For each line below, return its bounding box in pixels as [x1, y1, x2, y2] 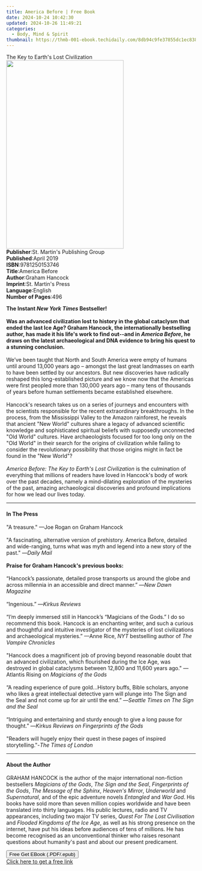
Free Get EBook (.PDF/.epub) [9, 851, 76, 858]
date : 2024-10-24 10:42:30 [6, 14, 74, 21]
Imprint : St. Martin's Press [6, 280, 70, 287]
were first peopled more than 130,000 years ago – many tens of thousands [6, 382, 191, 389]
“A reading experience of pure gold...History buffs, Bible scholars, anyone [6, 684, 189, 691]
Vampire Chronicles [6, 639, 55, 646]
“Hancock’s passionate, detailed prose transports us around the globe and [6, 575, 191, 582]
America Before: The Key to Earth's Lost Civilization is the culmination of [6, 465, 186, 472]
